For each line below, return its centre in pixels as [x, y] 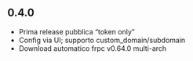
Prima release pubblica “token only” [76, 31]
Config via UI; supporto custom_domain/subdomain [102, 40]
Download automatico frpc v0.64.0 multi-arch [93, 48]
